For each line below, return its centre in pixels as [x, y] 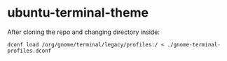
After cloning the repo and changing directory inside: [83, 32]
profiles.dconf [29, 51]
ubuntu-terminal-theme [78, 13]
